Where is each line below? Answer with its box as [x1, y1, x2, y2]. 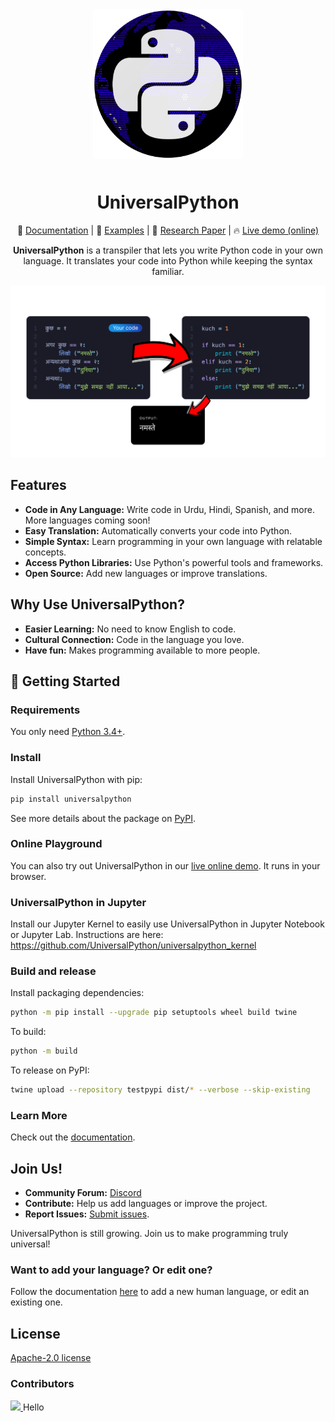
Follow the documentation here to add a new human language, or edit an [10, 1286, 310, 1298]
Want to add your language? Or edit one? [10, 1263, 213, 1277]
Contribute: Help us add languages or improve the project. [24, 1198, 268, 1210]
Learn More [10, 1108, 68, 1122]
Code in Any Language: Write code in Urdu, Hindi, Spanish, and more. [24, 503, 315, 515]
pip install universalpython [10, 794, 132, 804]
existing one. [10, 1296, 63, 1308]
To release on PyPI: [10, 1064, 90, 1077]
